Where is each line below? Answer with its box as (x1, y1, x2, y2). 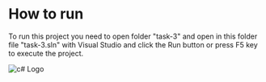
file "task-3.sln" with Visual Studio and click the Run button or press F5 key (8, 39, 259, 49)
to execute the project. (8, 48, 84, 58)
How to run (8, 5, 84, 23)
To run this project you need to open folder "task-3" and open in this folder (8, 31, 258, 41)
